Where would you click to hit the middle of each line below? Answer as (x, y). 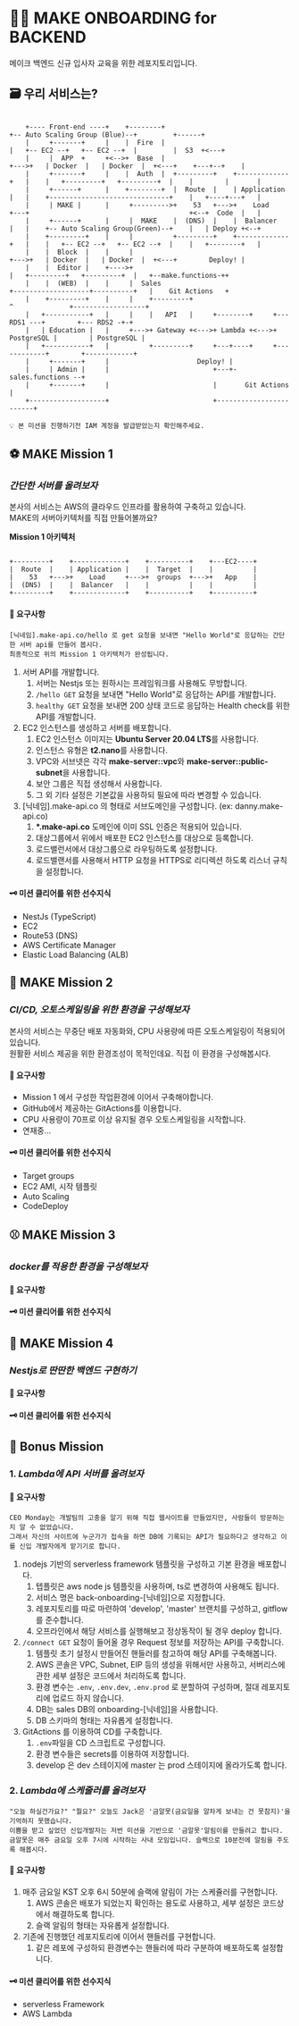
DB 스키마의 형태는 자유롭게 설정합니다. (104, 1720)
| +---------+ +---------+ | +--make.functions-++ (119, 275)
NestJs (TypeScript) (59, 916)
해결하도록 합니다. (83, 1914)
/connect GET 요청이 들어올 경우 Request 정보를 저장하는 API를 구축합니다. (153, 1643)
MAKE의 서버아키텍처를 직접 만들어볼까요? (83, 518)
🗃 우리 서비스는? (54, 94)
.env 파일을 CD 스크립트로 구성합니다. (100, 1743)
